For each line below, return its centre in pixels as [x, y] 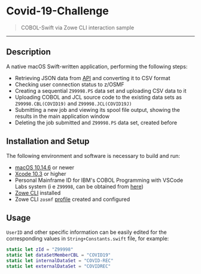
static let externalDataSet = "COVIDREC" [59, 266]
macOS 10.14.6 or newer [45, 167]
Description [28, 52]
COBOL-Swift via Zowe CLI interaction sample [77, 28]
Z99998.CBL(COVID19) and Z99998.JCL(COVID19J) [73, 103]
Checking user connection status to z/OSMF [69, 84]
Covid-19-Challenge [57, 11]
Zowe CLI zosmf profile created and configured [72, 199]
